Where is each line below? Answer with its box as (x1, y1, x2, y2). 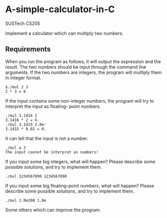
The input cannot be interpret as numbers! (5, 149, 99, 154)
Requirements (5, 45, 51, 54)
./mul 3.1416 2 (5, 113, 38, 118)
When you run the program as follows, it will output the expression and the (5, 58, 161, 65)
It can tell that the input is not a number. (5, 135, 88, 141)
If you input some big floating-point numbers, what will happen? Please (5, 182, 154, 189)
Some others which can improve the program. (5, 207, 102, 213)
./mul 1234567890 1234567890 (5, 174, 67, 179)
